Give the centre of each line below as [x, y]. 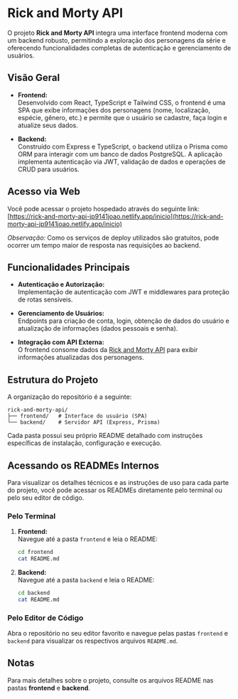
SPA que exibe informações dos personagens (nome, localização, [114, 110]
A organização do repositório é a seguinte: [70, 397]
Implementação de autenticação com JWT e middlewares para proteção [123, 292]
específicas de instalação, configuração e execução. [85, 443]
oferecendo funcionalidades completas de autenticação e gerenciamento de [119, 48]
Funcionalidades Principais [69, 267]
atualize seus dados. [48, 125]
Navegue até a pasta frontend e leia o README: [88, 539]
